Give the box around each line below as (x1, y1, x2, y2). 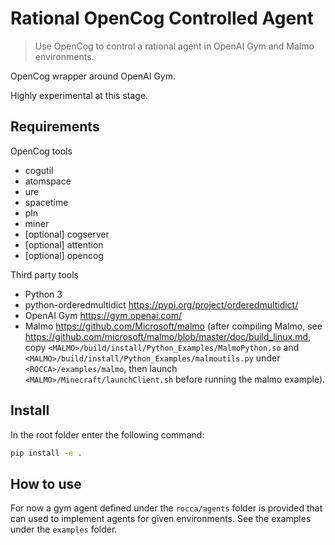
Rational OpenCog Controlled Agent (10, 7, 314, 30)
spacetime (24, 196, 69, 208)
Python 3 (24, 288, 63, 300)
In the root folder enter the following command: (10, 428, 205, 441)
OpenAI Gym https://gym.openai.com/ (24, 309, 183, 321)
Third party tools (10, 268, 79, 281)
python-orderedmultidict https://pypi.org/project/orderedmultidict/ (24, 298, 299, 311)
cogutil (24, 164, 54, 176)
